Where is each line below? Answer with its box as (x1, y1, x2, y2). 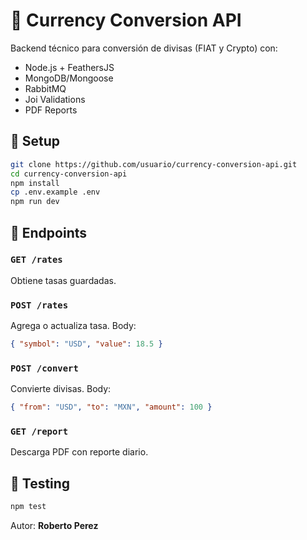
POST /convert (10, 362, 79, 374)
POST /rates (10, 299, 69, 311)
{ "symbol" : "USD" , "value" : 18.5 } (10, 339, 163, 349)
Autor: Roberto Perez (10, 520, 99, 532)
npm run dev (10, 197, 60, 207)
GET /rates (10, 254, 63, 266)
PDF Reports (24, 104, 78, 116)
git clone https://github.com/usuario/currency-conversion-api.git (10, 159, 298, 169)
